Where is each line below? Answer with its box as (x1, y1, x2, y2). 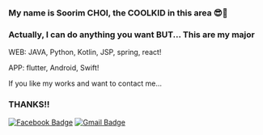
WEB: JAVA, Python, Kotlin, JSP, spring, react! (8, 48, 162, 57)
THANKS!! (8, 99, 50, 110)
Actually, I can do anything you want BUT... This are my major (8, 28, 255, 40)
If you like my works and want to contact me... (8, 78, 163, 88)
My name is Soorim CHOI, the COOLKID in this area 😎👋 (8, 7, 228, 19)
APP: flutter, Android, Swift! (8, 63, 100, 73)
